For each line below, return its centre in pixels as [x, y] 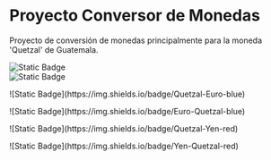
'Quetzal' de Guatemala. [54, 49]
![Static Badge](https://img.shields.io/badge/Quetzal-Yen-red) [124, 128]
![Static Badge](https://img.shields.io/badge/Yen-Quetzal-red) [124, 146]
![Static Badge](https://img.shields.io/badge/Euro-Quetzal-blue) [127, 111]
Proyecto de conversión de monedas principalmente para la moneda [136, 40]
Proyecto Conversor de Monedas [135, 16]
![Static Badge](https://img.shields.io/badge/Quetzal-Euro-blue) [127, 94]
